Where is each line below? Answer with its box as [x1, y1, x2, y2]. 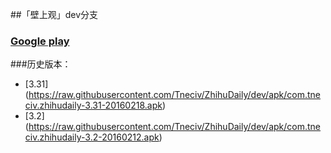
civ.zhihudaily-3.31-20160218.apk [24, 99, 163, 112]
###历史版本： [10, 58, 72, 70]
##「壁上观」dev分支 [10, 9, 99, 20]
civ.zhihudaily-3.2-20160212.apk [24, 131, 160, 143]
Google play [10, 34, 70, 48]
